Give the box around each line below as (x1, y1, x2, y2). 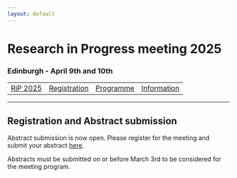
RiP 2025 (11, 83, 42, 93)
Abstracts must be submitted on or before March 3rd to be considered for (7, 155, 221, 163)
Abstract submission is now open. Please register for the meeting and (7, 133, 210, 142)
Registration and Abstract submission (7, 114, 178, 127)
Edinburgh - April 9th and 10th (7, 66, 113, 76)
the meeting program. (7, 162, 71, 170)
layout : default (7, 10, 55, 18)
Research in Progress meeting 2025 (7, 40, 222, 57)
